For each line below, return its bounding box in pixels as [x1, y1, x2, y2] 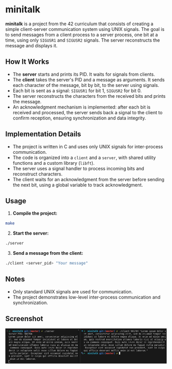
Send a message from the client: [12, 250, 83, 256]
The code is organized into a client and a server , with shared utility [12, 154, 156, 161]
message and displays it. [5, 42, 58, 48]
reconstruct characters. [12, 171, 63, 177]
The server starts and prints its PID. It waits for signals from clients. [12, 71, 155, 77]
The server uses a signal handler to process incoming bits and [12, 165, 144, 171]
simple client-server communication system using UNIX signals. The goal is [5, 26, 165, 32]
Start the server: [12, 230, 49, 236]
